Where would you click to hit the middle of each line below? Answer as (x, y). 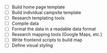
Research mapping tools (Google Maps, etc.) (57, 35)
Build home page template (38, 7)
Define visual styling (32, 45)
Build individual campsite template (46, 13)
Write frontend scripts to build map (47, 40)
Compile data (25, 23)
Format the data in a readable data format (54, 29)
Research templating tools (38, 18)
